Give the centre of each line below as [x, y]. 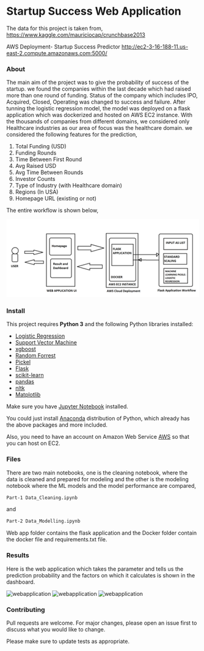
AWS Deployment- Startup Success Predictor [63, 47]
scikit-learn [29, 375]
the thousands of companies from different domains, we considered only [98, 121]
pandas [25, 382]
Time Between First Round [49, 159]
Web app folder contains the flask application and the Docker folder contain [102, 533]
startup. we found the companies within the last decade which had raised [99, 89]
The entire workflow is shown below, [53, 210]
